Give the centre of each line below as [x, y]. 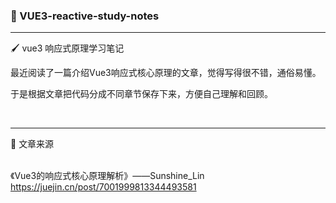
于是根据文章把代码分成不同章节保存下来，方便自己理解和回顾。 [141, 94]
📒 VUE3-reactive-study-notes [85, 16]
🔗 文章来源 [32, 144]
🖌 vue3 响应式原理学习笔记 [67, 48]
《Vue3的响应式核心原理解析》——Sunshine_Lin [107, 176]
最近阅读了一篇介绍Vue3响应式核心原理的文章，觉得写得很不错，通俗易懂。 [166, 73]
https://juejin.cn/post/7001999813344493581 [103, 187]
